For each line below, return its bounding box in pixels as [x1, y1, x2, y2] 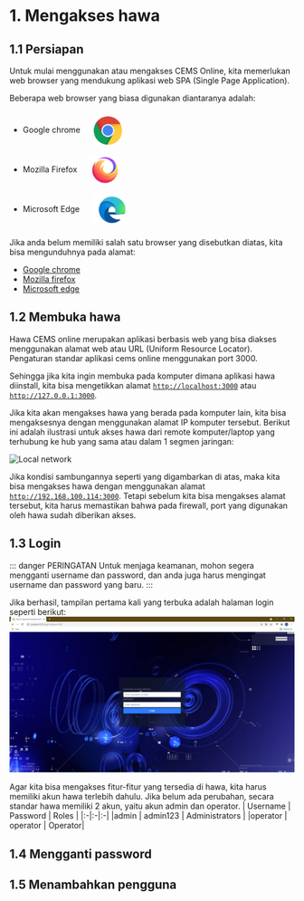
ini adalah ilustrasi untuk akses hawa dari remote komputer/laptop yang [9, 427, 276, 437]
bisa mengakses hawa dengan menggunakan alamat [9, 481, 205, 492]
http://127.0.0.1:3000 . [9, 389, 98, 400]
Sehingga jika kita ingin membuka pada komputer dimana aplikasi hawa [9, 370, 276, 381]
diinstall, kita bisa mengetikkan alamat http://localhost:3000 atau [9, 379, 257, 390]
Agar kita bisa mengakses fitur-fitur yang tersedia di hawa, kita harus [9, 781, 267, 792]
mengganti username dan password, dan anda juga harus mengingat [9, 570, 267, 580]
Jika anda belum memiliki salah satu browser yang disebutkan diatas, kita [9, 237, 283, 247]
